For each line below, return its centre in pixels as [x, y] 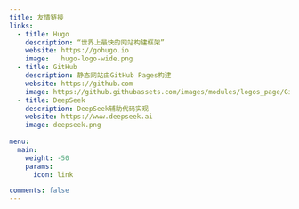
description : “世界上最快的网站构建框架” [95, 42]
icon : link [53, 174]
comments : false [39, 191]
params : [39, 166]
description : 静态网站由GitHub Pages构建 [98, 76]
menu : [19, 141]
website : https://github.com [79, 84]
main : [28, 149]
